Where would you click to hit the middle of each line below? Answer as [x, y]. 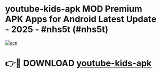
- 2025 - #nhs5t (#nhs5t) [57, 29]
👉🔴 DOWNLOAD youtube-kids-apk [79, 63]
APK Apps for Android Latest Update [81, 19]
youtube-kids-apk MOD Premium [74, 9]
